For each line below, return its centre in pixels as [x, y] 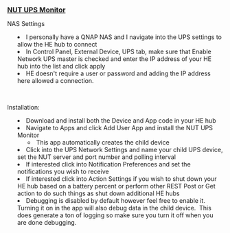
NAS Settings [26, 24]
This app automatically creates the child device [103, 142]
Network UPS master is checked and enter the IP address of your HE [114, 59]
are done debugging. [47, 222]
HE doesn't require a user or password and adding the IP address [118, 73]
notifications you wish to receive [63, 171]
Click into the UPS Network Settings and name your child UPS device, [124, 150]
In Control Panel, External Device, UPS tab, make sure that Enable [118, 51]
